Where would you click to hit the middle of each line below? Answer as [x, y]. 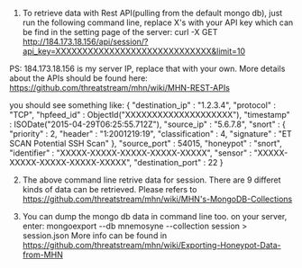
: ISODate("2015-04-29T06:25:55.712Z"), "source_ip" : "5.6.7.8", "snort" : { [148, 124]
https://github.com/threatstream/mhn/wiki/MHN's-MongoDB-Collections [157, 199]
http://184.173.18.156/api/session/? [85, 41]
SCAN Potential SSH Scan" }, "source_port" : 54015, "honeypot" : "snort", [146, 143]
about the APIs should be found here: [79, 78]
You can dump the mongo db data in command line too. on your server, [155, 216]
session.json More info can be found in [95, 236]
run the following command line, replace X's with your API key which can [158, 22]
